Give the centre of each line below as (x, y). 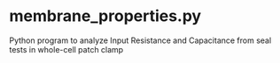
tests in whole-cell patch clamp (66, 49)
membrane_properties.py (105, 16)
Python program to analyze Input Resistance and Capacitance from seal (140, 40)
